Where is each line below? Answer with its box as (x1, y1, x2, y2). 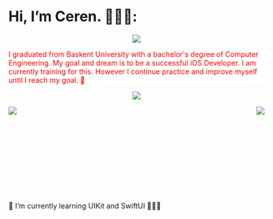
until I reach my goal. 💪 (8, 75, 85, 84)
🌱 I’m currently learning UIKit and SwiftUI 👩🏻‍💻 (8, 200, 162, 210)
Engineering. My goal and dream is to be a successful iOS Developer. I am (8, 58, 257, 67)
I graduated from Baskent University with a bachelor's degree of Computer (8, 49, 259, 59)
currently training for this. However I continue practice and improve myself (8, 67, 258, 76)
